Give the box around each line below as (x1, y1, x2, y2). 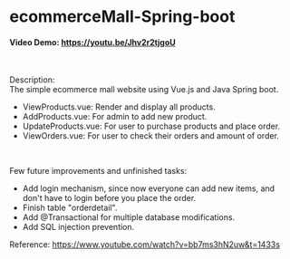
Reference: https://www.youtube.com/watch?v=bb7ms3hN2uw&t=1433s (9, 239, 281, 250)
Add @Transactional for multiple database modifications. (22, 212, 236, 223)
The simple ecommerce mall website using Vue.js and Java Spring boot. (9, 84, 279, 95)
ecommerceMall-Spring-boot (9, 6, 236, 27)
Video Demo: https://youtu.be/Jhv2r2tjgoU (9, 36, 176, 47)
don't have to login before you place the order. (22, 193, 197, 204)
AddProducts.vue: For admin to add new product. (22, 111, 208, 122)
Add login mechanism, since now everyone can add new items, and (22, 183, 275, 194)
